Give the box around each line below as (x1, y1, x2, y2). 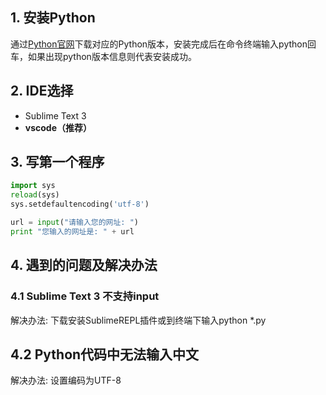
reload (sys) (10, 190, 60, 200)
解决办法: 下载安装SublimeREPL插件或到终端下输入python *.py (10, 314, 267, 326)
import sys (10, 181, 56, 191)
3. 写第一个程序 (10, 154, 105, 171)
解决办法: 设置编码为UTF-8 (10, 374, 122, 387)
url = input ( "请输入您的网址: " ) (10, 218, 139, 228)
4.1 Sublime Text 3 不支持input (10, 289, 160, 303)
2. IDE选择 (10, 83, 74, 100)
